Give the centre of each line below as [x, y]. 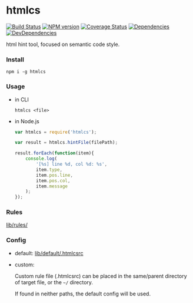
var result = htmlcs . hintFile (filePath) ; [66, 143]
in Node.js [27, 121]
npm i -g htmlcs [26, 72]
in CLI [22, 99]
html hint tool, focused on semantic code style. [63, 44]
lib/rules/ [17, 225]
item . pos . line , [55, 175]
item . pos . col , [53, 180]
